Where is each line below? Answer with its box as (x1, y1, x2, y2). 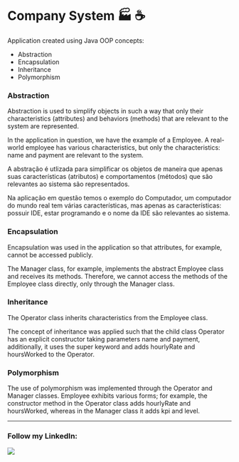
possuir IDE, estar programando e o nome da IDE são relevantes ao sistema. (7, 209, 230, 217)
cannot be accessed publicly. (7, 250, 94, 259)
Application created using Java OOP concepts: (7, 36, 144, 45)
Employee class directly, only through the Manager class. (7, 279, 175, 288)
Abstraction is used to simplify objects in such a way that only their (7, 107, 204, 115)
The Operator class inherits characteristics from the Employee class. (7, 313, 208, 322)
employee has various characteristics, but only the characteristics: (25, 143, 221, 152)
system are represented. (7, 122, 80, 130)
